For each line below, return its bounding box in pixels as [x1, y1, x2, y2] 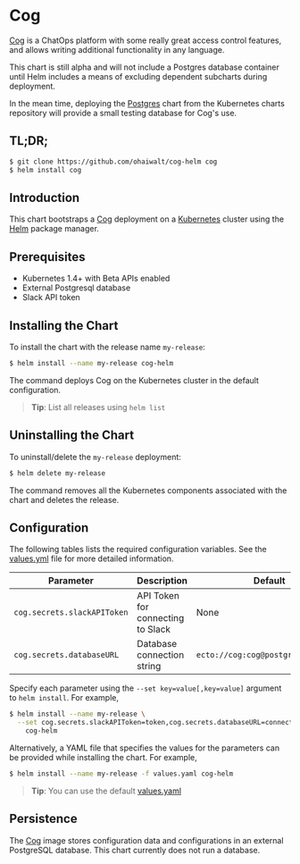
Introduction [9, 189, 80, 206]
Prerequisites [9, 249, 86, 264]
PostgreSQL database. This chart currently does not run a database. [9, 844, 261, 855]
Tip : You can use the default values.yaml [30, 785, 181, 796]
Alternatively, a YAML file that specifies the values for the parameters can [9, 742, 279, 753]
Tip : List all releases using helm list [30, 401, 166, 412]
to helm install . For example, [9, 692, 119, 703]
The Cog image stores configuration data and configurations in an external [9, 835, 284, 845]
